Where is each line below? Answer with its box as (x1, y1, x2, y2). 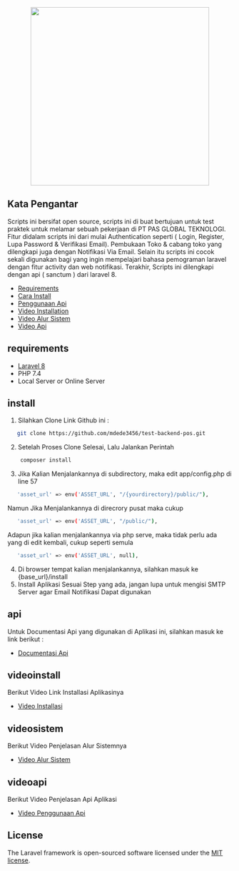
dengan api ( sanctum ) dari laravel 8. (7, 270, 117, 278)
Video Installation (17, 307, 69, 315)
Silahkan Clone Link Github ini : (17, 416, 109, 424)
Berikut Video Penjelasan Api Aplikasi (7, 795, 118, 804)
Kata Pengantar (7, 198, 78, 210)
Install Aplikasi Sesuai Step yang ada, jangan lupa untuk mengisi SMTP (17, 580, 226, 589)
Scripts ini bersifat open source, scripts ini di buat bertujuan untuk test (7, 217, 214, 225)
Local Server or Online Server (17, 377, 106, 385)
